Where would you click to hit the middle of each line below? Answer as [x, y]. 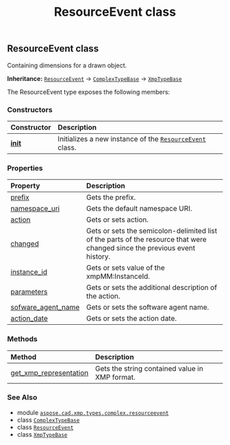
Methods [22, 339]
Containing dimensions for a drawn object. [67, 65]
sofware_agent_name [45, 308]
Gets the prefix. [111, 198]
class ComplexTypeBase [48, 420]
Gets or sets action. [118, 220]
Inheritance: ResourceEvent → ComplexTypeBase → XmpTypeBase [95, 78]
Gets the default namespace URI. [140, 209]
